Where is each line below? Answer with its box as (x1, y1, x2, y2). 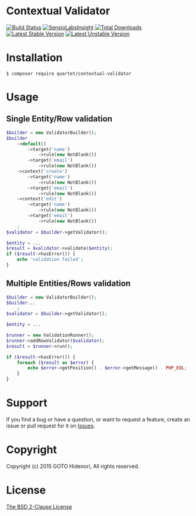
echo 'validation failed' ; (17, 257, 84, 263)
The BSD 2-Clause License (6, 503, 72, 510)
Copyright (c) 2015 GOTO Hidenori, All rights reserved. (6, 462, 140, 470)
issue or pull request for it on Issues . (6, 422, 96, 429)
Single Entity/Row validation (6, 114, 113, 124)
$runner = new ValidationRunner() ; (6, 332, 94, 338)
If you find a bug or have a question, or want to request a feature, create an (6, 416, 190, 423)
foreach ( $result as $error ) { (17, 360, 94, 366)
